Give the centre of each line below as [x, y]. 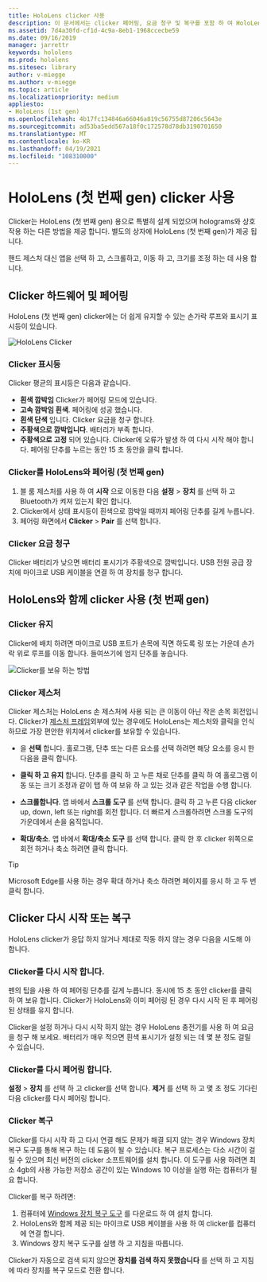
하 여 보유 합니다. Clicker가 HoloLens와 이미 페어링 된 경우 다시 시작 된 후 [122, 1000]
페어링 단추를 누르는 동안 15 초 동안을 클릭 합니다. [107, 449]
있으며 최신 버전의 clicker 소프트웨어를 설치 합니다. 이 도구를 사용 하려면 [136, 1160]
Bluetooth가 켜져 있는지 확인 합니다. [76, 501]
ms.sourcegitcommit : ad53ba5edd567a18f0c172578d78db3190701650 [115, 126]
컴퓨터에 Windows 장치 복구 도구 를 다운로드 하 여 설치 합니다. [116, 1213]
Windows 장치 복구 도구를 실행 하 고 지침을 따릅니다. [102, 1243]
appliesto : [26, 104]
